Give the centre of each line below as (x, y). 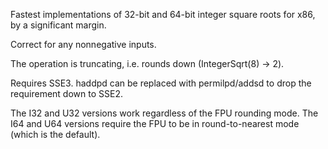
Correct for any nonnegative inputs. (83, 44)
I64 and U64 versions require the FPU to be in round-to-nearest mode (155, 123)
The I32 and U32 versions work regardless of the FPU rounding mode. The (164, 113)
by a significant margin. (58, 25)
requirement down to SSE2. (66, 93)
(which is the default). (55, 134)
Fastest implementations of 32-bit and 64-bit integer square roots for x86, (163, 14)
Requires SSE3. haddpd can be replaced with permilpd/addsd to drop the (161, 83)
